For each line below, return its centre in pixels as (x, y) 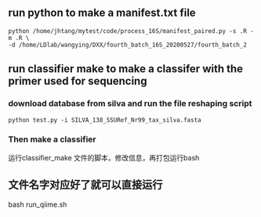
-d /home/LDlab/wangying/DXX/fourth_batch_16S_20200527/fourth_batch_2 (127, 45)
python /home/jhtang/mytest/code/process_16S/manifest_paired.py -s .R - (131, 31)
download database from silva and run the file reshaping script (130, 104)
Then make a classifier (52, 139)
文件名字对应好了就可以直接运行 (85, 185)
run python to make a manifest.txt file (102, 13)
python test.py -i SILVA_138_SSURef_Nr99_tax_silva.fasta (105, 120)
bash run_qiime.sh (38, 204)
